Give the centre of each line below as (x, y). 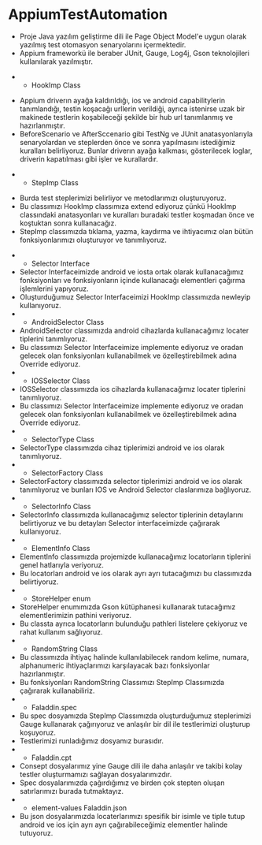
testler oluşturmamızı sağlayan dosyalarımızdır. (96, 774)
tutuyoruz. (36, 832)
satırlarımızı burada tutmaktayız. (72, 791)
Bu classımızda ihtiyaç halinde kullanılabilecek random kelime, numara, (134, 657)
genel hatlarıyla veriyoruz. (62, 564)
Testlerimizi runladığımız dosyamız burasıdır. (91, 741)
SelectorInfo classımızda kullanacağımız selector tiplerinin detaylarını (131, 515)
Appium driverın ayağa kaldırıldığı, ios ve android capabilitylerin (122, 100)
